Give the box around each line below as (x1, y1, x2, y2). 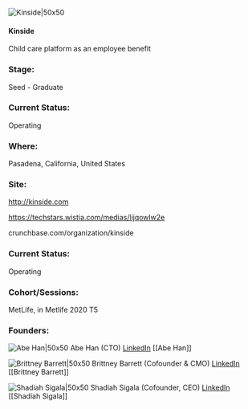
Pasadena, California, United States (8, 159, 126, 169)
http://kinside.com (8, 197, 69, 207)
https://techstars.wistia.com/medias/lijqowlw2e (8, 213, 165, 223)
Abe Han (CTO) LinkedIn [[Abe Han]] (70, 343, 192, 353)
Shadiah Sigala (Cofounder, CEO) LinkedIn (90, 382, 230, 393)
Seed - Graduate (8, 82, 64, 92)
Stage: (8, 64, 35, 76)
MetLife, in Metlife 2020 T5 (8, 305, 99, 314)
